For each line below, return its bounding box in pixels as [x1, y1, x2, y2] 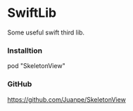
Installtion [7, 46, 43, 55]
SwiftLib [7, 5, 57, 21]
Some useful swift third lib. [7, 28, 84, 37]
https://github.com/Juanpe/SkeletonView [7, 95, 127, 103]
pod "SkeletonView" [7, 62, 65, 70]
